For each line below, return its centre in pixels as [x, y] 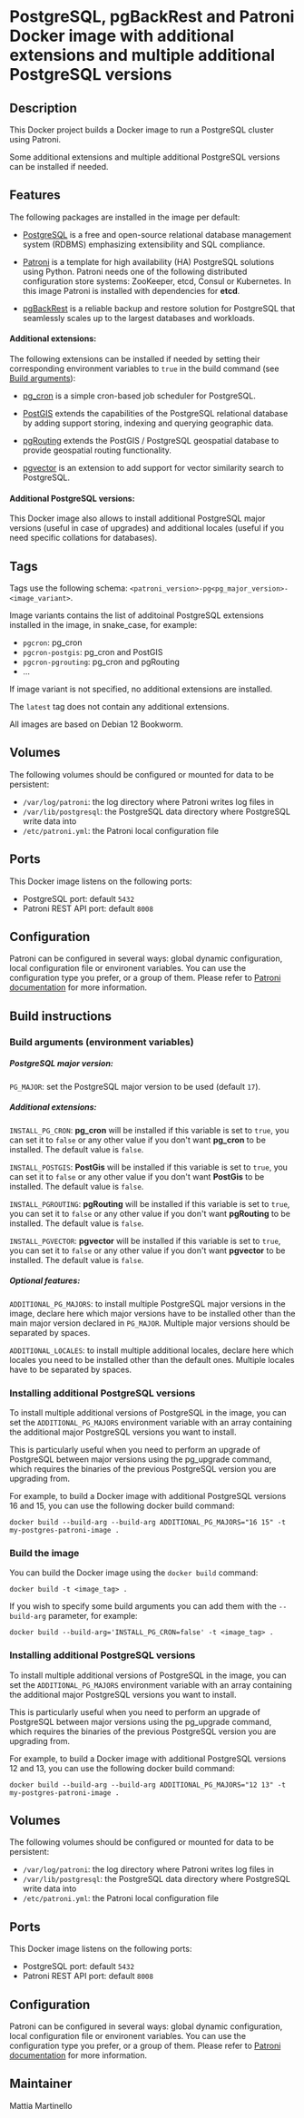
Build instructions [60, 1016]
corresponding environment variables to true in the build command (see [144, 368]
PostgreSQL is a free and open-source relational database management [157, 234]
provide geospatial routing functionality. [97, 450]
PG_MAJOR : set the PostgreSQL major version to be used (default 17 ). [135, 1086]
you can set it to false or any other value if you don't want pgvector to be [147, 1250]
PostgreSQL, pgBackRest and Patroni [152, 17]
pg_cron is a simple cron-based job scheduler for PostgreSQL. [139, 396]
